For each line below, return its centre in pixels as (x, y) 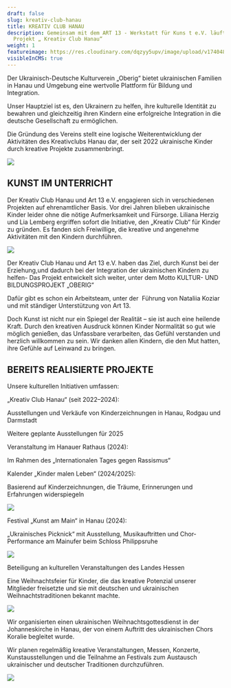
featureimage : (27, 52)
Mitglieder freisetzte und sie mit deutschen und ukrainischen (93, 588)
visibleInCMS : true (35, 59)
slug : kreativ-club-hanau (44, 20)
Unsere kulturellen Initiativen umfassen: (63, 386)
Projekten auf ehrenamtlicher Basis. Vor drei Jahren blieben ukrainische (109, 207)
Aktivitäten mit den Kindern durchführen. (65, 236)
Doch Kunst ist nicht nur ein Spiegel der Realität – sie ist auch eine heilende (114, 318)
